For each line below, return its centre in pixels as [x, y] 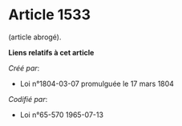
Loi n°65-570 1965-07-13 [62, 115]
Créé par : [24, 68]
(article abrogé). [35, 37]
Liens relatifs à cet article [51, 52]
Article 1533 [49, 15]
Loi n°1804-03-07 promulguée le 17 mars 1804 [97, 83]
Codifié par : [28, 99]
